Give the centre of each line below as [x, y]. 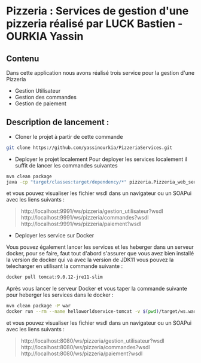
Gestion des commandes [45, 97]
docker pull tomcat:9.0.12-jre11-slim [54, 277]
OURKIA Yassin [45, 36]
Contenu [23, 58]
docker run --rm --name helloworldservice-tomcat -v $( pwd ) [83, 312]
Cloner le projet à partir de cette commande [69, 136]
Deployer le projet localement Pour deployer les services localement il [101, 159]
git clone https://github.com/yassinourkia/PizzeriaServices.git [89, 148]
